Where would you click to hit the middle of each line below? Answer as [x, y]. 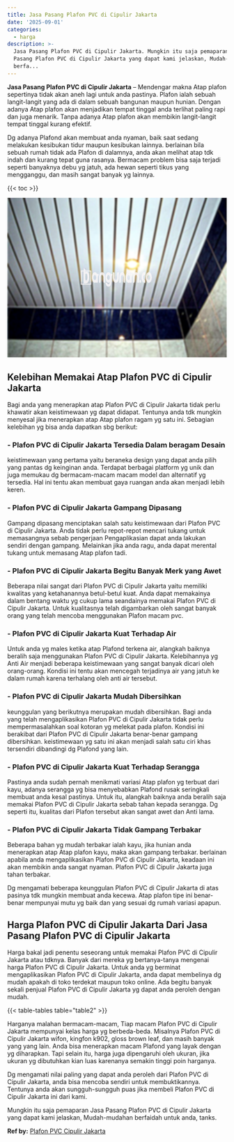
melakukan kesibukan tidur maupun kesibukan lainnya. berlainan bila [106, 145]
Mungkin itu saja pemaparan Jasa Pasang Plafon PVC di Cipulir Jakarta [109, 1110]
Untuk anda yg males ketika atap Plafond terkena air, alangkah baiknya [109, 649]
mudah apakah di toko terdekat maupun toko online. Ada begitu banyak [110, 982]
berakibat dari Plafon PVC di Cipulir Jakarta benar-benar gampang [102, 734]
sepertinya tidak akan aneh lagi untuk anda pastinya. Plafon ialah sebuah [111, 94]
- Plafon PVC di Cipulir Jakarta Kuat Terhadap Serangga [103, 767]
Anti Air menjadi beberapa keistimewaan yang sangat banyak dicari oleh [111, 664]
